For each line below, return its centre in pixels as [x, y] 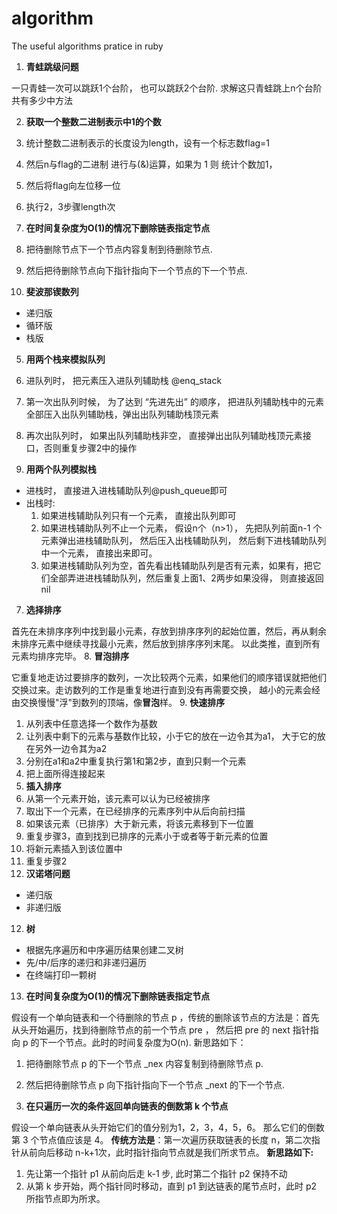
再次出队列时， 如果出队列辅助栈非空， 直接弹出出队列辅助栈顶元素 [164, 435]
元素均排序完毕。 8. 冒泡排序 [70, 656]
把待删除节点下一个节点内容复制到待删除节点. [119, 249]
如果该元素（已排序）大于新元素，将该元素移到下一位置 [139, 823]
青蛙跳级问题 [52, 66]
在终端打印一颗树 [61, 974]
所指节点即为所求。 [65, 1198]
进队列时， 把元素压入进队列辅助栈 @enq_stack [124, 380]
